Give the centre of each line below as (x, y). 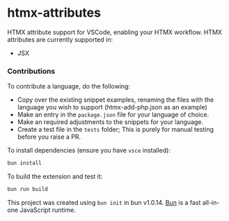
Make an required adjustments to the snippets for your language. (110, 122)
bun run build (28, 190)
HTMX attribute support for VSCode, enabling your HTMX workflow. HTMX (115, 32)
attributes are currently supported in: (60, 39)
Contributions (31, 71)
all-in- (211, 202)
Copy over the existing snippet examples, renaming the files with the (116, 100)
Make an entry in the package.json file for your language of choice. (113, 115)
